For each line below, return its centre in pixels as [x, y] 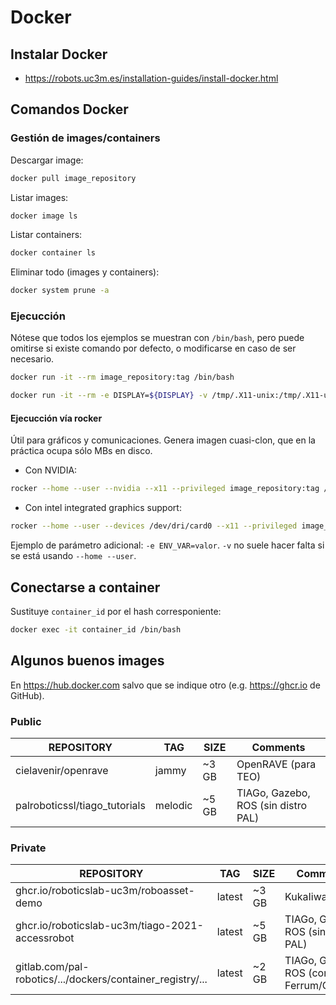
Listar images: [39, 197]
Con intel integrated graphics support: [103, 508]
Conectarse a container [85, 587]
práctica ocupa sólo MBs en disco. [81, 451]
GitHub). [27, 695]
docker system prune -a [60, 291]
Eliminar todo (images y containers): [85, 272]
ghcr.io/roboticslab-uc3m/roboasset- [105, 891]
